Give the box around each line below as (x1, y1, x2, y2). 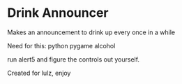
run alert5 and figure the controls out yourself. (7, 55, 140, 64)
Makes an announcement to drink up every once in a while (7, 28, 176, 36)
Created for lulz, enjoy (7, 69, 71, 77)
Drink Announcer (7, 5, 109, 21)
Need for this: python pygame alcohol (7, 41, 116, 50)
